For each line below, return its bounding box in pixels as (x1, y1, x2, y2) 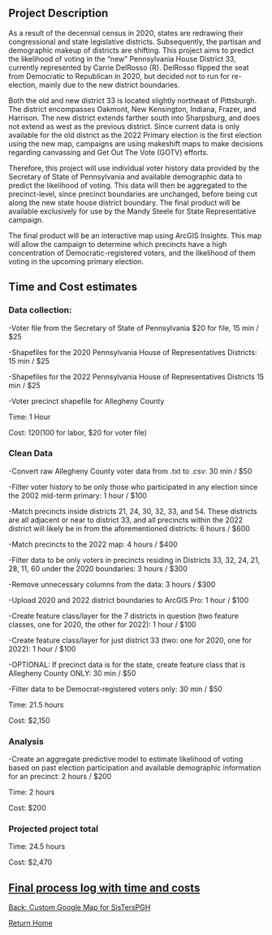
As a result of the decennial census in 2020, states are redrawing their (8, 28, 244, 37)
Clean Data (8, 448, 53, 459)
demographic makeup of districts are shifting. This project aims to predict (8, 45, 254, 55)
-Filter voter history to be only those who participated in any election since (8, 482, 258, 491)
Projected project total (8, 824, 99, 835)
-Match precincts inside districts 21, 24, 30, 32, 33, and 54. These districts (8, 506, 257, 516)
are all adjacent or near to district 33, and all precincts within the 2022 (8, 515, 244, 525)
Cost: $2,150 (8, 715, 50, 725)
